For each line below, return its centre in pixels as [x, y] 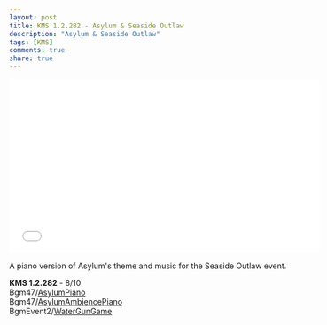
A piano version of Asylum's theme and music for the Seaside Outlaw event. [148, 266]
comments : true [37, 50]
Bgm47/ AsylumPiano [47, 292]
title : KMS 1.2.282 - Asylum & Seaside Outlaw [97, 26]
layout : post [33, 17]
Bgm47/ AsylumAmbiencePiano [66, 302]
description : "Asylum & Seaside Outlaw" [85, 34]
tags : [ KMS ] [31, 42]
